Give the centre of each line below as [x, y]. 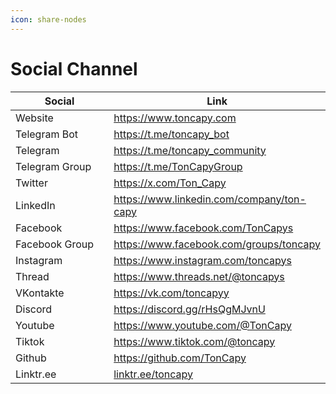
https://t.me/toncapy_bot [171, 134]
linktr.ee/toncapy [153, 374]
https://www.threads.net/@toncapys [199, 276]
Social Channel [74, 68]
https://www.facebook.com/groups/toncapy [217, 244]
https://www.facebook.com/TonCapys [203, 228]
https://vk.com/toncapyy [171, 293]
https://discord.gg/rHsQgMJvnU [189, 309]
